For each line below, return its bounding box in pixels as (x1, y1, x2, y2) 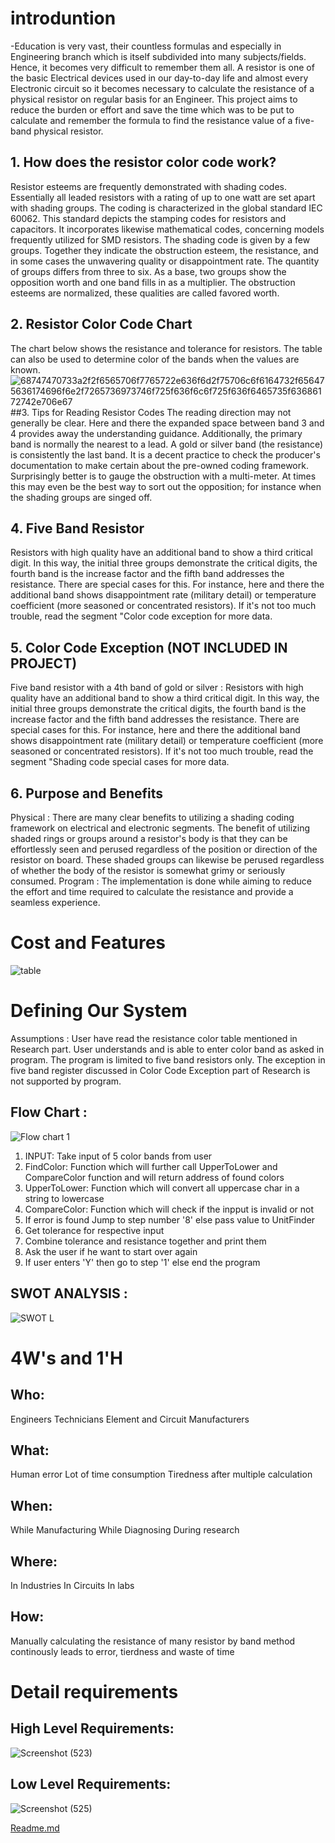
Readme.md (10, 1822, 60, 1834)
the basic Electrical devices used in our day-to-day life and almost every (10, 72, 309, 84)
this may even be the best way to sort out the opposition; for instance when (10, 480, 322, 492)
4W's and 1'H (10, 1347, 124, 1369)
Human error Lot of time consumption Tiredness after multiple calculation (10, 1468, 313, 1481)
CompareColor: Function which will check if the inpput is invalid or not (24, 1203, 315, 1215)
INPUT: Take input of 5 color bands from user (24, 1150, 213, 1162)
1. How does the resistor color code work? (10, 154, 277, 171)
